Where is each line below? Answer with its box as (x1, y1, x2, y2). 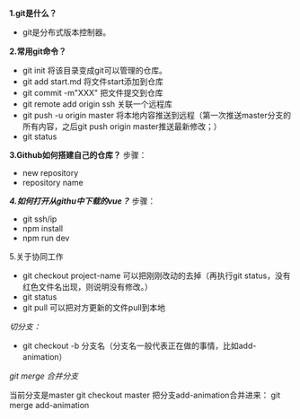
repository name (22, 178, 84, 188)
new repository (22, 168, 79, 178)
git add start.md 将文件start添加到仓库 (22, 76, 163, 87)
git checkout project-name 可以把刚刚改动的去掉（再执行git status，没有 (22, 270, 291, 281)
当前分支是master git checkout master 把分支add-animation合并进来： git (9, 389, 281, 400)
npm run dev (22, 232, 70, 243)
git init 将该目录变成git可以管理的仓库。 (22, 65, 168, 75)
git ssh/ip (22, 214, 57, 224)
